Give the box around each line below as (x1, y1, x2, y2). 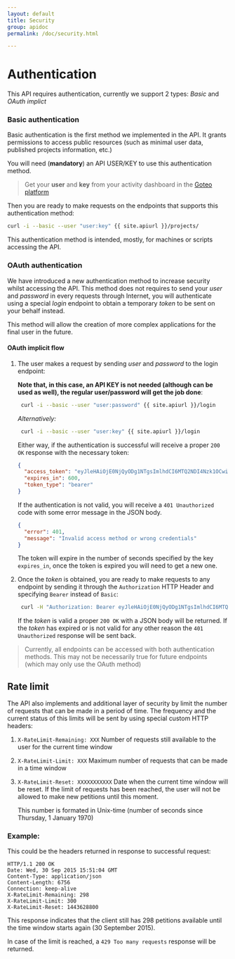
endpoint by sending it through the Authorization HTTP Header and (17, 582, 214, 591)
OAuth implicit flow (7, 344, 65, 352)
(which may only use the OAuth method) (24, 660, 142, 669)
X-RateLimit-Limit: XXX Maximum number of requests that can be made (17, 756, 228, 765)
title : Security (7, 17, 55, 24)
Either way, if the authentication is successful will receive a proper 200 (17, 441, 220, 449)
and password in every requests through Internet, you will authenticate (7, 292, 212, 300)
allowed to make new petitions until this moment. (17, 793, 159, 801)
